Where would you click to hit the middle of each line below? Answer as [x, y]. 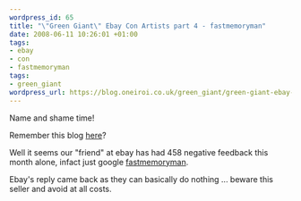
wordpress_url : [38, 92]
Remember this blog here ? [58, 135]
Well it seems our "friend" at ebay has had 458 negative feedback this [139, 152]
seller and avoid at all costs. [60, 188]
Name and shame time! [52, 118]
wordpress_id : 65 [42, 17]
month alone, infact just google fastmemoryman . [99, 162]
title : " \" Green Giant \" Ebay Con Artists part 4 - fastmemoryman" [138, 26]
